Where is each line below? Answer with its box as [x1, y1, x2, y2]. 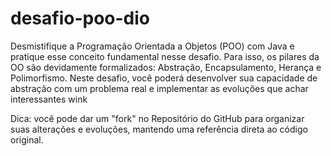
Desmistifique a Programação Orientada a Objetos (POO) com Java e [10, 40, 295, 52]
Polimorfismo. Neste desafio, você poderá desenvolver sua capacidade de [10, 72, 318, 84]
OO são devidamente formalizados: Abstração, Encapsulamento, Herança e [10, 61, 322, 73]
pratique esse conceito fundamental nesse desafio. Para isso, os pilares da [10, 50, 320, 62]
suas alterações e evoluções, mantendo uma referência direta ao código [10, 123, 308, 135]
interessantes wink [10, 93, 88, 105]
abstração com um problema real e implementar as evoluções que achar [10, 82, 309, 94]
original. [10, 133, 44, 146]
